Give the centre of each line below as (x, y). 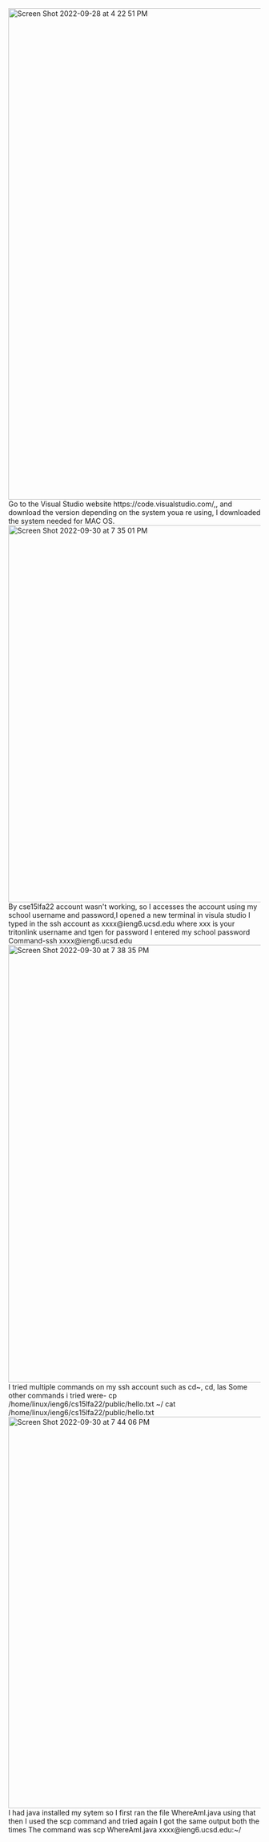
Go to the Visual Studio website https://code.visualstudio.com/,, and (120, 504)
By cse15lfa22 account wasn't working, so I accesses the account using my (133, 907)
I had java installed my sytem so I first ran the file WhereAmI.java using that (132, 1813)
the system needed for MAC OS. (62, 521)
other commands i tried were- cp (63, 1396)
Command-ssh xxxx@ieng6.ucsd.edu (70, 941)
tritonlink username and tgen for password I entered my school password (129, 932)
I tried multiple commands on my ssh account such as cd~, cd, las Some (128, 1387)
